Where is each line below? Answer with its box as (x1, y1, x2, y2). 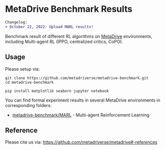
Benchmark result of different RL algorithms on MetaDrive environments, (5, 33, 153, 39)
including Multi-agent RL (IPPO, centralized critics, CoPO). (5, 38, 123, 44)
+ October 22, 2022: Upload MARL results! (5, 24, 94, 29)
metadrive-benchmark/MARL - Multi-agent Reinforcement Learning (12, 112, 150, 118)
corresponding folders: (5, 102, 52, 108)
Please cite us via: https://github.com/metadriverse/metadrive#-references (5, 139, 158, 145)
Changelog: (5, 20, 28, 25)
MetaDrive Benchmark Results (5, 3, 132, 15)
